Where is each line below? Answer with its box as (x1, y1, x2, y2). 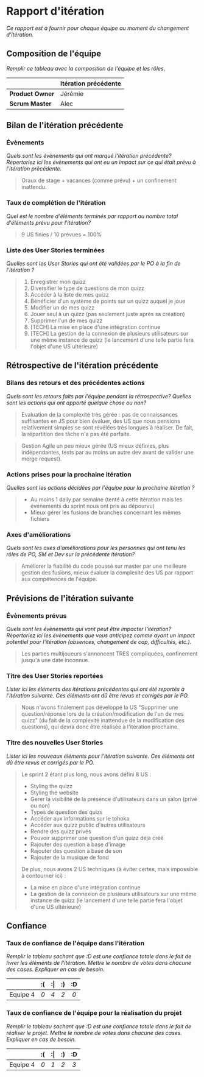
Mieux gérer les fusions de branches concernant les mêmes (30, 509, 181, 516)
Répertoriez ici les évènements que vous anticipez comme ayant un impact (6, 632, 195, 639)
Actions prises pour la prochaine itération (6, 470, 132, 479)
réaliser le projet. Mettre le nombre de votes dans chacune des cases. (6, 1029, 183, 1036)
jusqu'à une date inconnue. (21, 657, 90, 663)
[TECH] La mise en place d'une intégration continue (30, 323, 161, 331)
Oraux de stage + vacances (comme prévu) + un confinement (21, 177, 177, 184)
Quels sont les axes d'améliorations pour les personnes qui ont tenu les (6, 544, 186, 552)
